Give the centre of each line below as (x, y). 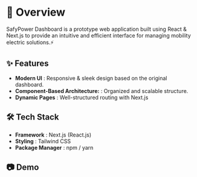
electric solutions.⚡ (30, 42)
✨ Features (27, 64)
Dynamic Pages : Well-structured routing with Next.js (82, 97)
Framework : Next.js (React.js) (53, 135)
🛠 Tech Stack (33, 117)
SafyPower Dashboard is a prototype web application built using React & (97, 29)
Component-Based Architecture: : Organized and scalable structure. (102, 91)
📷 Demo (23, 167)
